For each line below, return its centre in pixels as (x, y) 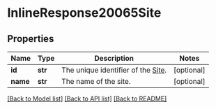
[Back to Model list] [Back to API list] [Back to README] (87, 99)
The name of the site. (96, 81)
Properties (31, 39)
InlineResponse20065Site (84, 13)
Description (114, 58)
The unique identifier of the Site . (114, 70)
